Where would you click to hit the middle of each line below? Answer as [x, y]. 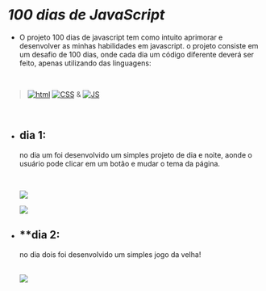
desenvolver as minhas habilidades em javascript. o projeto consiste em [139, 45]
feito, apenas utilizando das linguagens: [85, 63]
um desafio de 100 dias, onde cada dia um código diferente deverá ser [137, 54]
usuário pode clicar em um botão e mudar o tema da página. [120, 163]
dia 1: [32, 135]
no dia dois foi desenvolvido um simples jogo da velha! [110, 254]
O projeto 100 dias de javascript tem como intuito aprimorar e [121, 37]
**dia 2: [39, 235]
